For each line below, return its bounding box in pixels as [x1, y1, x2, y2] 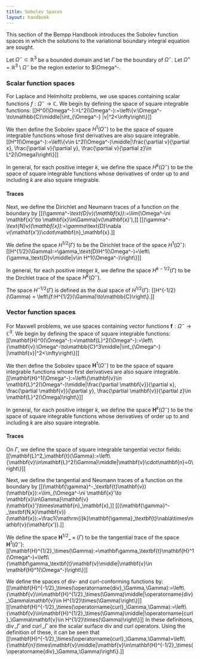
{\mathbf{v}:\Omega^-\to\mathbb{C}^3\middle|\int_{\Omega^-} [6, 343, 161, 350]
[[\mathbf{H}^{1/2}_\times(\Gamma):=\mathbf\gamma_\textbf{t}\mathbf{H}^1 [6, 547, 194, 555]
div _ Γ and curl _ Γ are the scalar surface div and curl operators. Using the [6, 623, 186, 630]
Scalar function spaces [6, 79, 75, 87]
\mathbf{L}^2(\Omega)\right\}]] [6, 394, 84, 401]
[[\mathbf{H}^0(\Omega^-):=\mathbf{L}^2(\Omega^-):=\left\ [6, 336, 153, 344]
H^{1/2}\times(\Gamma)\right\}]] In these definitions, [65, 616, 194, 623]
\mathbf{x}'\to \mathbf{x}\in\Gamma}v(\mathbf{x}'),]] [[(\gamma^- [6, 216, 171, 223]
